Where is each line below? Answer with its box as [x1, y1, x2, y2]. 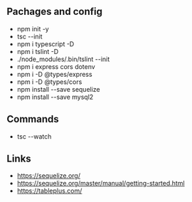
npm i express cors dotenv [16, 62, 95, 70]
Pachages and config [6, 6, 102, 18]
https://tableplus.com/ [16, 186, 82, 195]
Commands [6, 113, 60, 125]
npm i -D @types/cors [16, 78, 82, 86]
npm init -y [16, 24, 49, 33]
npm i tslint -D [16, 47, 59, 55]
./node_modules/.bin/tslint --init [16, 55, 110, 63]
